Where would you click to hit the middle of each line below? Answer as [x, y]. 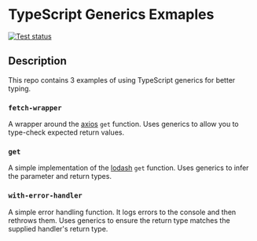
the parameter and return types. [60, 176]
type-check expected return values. [66, 132]
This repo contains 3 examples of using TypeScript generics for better [122, 80]
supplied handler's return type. [58, 228]
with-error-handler [45, 196]
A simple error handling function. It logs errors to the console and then [122, 212]
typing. [20, 88]
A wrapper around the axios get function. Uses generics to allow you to [123, 124]
